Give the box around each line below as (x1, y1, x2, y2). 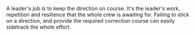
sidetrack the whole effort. (6, 23, 72, 30)
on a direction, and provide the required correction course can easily (6, 17, 175, 24)
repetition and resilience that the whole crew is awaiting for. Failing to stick (6, 11, 190, 18)
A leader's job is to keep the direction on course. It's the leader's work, (6, 5, 181, 12)
